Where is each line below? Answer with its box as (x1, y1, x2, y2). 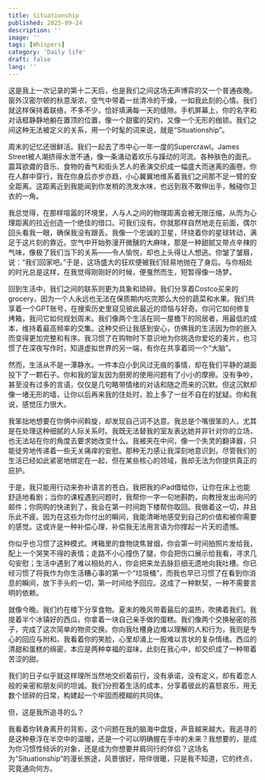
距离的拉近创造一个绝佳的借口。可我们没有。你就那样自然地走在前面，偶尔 (14, 218, 257, 227)
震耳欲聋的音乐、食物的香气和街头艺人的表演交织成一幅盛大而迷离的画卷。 (8, 161, 250, 171)
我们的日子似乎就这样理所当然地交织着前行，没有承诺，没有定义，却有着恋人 (8, 670, 257, 680)
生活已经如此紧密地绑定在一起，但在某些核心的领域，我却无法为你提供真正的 (8, 456, 257, 465)
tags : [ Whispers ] (8, 41, 65, 49)
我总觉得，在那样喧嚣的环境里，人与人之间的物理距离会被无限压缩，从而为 (8, 208, 250, 217)
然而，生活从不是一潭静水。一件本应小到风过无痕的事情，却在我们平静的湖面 (8, 360, 257, 369)
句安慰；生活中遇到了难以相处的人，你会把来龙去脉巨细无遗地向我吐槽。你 (8, 558, 250, 568)
